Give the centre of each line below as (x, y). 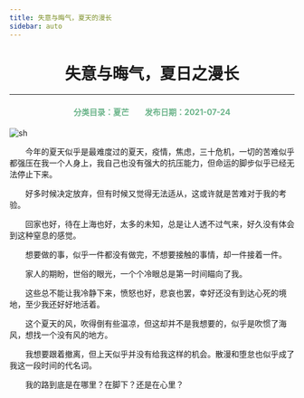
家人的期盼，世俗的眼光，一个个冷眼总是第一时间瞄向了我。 (136, 273)
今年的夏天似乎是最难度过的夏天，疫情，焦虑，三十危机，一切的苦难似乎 (160, 151)
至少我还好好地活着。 (65, 304)
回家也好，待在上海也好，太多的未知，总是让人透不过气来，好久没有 (152, 223)
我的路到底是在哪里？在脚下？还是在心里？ (104, 384)
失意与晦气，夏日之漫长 (152, 74)
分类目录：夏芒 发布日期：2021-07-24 (152, 112)
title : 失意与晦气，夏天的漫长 (61, 18)
